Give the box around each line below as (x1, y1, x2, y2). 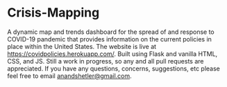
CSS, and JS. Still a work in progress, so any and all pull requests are (7, 57, 204, 65)
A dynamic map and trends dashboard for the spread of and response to (7, 28, 215, 36)
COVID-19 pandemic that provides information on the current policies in (7, 35, 212, 43)
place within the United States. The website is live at (7, 42, 157, 50)
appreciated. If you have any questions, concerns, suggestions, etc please (7, 64, 220, 72)
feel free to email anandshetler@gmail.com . (7, 71, 132, 80)
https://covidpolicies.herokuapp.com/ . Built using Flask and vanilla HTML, (7, 50, 218, 58)
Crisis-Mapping (7, 5, 100, 21)
